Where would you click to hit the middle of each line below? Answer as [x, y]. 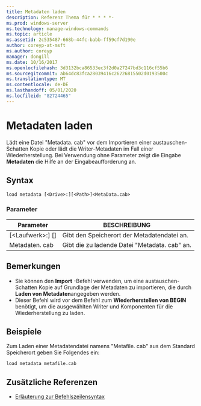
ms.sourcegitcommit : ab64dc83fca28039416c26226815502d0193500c [87, 73]
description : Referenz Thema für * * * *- [60, 17]
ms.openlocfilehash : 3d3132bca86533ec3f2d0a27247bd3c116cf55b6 [87, 68]
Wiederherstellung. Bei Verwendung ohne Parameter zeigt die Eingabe [94, 155]
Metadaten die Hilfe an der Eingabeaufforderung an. [71, 161]
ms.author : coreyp [29, 51]
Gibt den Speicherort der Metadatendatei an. [125, 235]
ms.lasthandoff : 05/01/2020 [42, 90]
